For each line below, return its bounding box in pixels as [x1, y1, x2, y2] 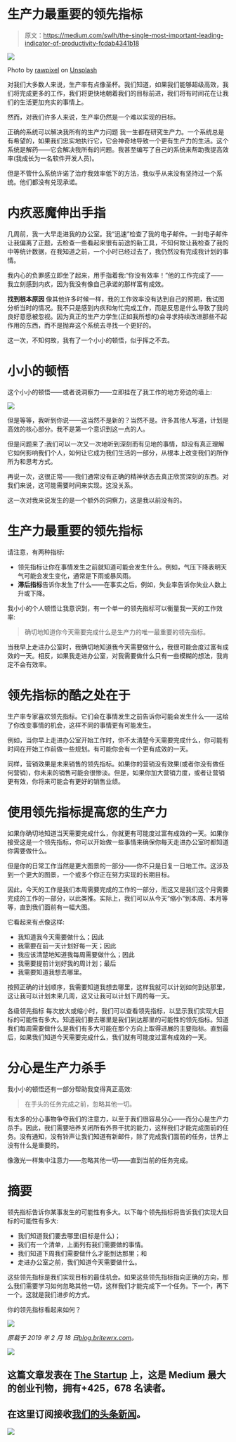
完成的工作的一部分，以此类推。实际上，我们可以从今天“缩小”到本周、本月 [7, 894, 223, 902]
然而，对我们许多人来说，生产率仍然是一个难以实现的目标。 [7, 112, 180, 121]
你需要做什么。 [7, 846, 51, 855]
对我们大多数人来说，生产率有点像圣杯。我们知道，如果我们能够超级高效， [7, 80, 223, 89]
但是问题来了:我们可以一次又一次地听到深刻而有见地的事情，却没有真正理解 [7, 439, 225, 448]
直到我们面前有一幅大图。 [19, 903, 93, 911]
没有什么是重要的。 [7, 1140, 63, 1150]
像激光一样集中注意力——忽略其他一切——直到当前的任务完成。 [7, 1156, 192, 1164]
